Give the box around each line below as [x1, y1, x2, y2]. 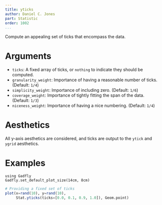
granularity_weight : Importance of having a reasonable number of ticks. [12, 77, 158, 83]
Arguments [5, 51, 52, 62]
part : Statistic [5, 16, 38, 21]
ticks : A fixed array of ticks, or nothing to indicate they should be [12, 67, 143, 73]
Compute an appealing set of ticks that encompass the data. [5, 34, 126, 40]
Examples [5, 158, 46, 169]
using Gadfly [5, 174, 32, 179]
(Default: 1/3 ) [12, 98, 39, 103]
